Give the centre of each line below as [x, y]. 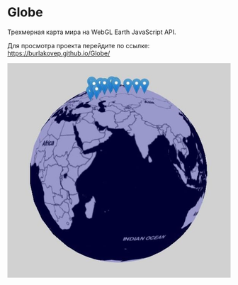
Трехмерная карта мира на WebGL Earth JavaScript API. [92, 32]
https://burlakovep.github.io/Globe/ [59, 53]
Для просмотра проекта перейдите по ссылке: [79, 45]
